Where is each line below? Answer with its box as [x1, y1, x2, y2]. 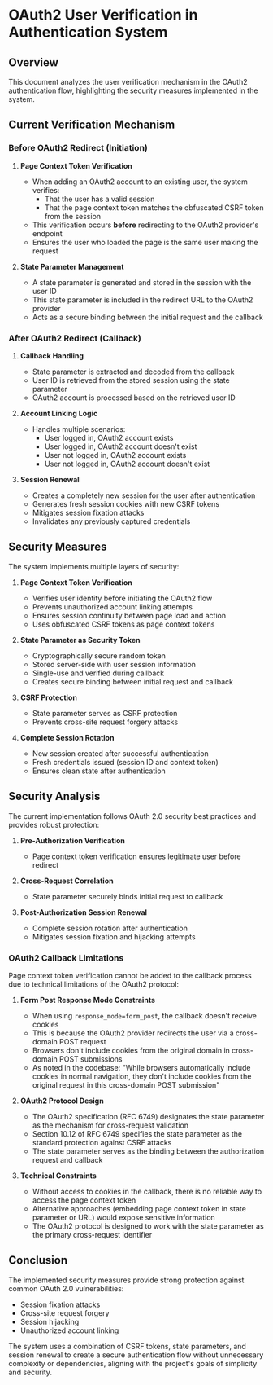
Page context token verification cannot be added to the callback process [8, 970, 252, 980]
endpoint [32, 228, 63, 238]
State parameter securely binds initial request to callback [32, 891, 223, 901]
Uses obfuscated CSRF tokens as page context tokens [32, 619, 215, 629]
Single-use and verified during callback [32, 668, 165, 678]
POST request [59, 1036, 107, 1046]
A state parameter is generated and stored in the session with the [32, 277, 252, 287]
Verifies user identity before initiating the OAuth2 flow [32, 593, 213, 603]
